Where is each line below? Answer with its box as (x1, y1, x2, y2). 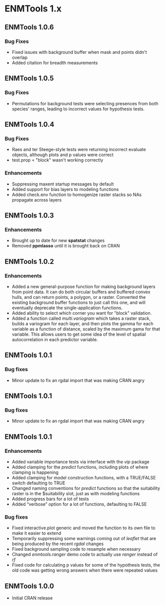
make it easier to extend (11, 530, 62, 536)
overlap (11, 54, 28, 60)
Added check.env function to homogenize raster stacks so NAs (11, 192, 142, 198)
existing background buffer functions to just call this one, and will (11, 299, 146, 305)
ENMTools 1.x (4, 3, 62, 14)
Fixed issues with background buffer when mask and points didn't (11, 49, 147, 55)
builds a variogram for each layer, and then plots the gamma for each (11, 320, 154, 327)
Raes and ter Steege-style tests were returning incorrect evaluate (11, 147, 146, 153)
